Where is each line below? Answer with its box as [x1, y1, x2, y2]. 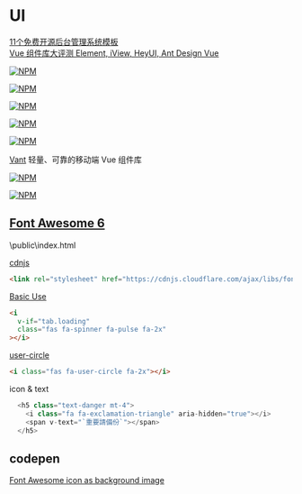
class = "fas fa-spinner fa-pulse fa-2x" [17, 325, 167, 334]
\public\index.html [9, 240, 76, 251]
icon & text [9, 384, 49, 394]
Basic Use [9, 290, 47, 302]
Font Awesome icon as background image [9, 475, 164, 486]
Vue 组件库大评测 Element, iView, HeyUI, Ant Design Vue [9, 47, 219, 59]
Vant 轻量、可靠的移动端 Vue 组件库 [9, 154, 142, 165]
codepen [9, 451, 60, 466]
